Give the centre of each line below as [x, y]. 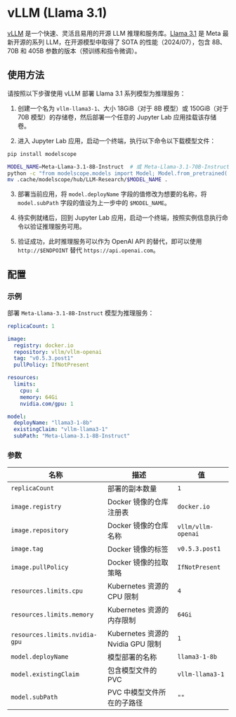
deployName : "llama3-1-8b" [53, 423]
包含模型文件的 [132, 671]
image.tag [27, 549]
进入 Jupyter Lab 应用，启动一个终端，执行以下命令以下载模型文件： [117, 140]
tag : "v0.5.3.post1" [44, 358]
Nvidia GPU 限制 [135, 644]
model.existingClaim [45, 675]
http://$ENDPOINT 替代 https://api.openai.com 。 [88, 250]
